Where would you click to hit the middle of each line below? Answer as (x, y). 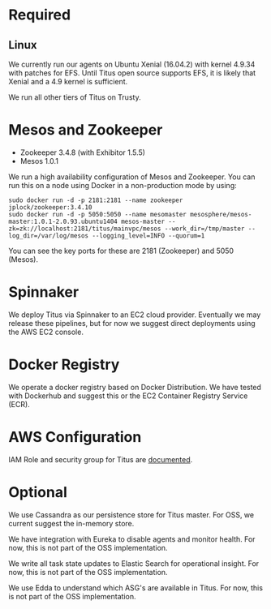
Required (40, 15)
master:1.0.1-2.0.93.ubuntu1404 (63, 221)
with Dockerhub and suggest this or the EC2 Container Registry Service (128, 396)
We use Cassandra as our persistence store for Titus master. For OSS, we (131, 515)
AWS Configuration (75, 437)
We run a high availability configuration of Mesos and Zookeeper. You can (132, 177)
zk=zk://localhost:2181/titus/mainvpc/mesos (85, 229)
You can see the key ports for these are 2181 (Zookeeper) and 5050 (121, 251)
